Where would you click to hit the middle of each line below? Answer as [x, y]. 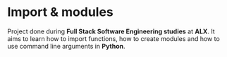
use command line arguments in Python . [66, 46]
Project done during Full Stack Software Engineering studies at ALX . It [111, 31]
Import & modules [61, 12]
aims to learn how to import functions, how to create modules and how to [114, 38]
